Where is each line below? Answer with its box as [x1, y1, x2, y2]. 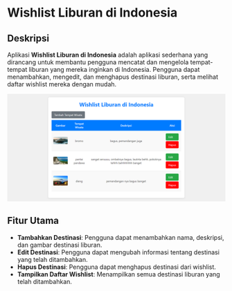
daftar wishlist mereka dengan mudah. [7, 80, 117, 88]
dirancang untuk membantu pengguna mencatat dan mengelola [7, 58, 189, 66]
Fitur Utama [7, 215, 60, 227]
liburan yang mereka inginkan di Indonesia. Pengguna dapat [28, 66, 200, 73]
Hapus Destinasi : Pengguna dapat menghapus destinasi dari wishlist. [17, 263, 217, 271]
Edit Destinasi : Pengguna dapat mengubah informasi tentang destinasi [17, 247, 220, 256]
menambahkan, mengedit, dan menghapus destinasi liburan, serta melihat [7, 73, 219, 81]
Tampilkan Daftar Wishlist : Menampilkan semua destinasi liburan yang [17, 270, 220, 278]
